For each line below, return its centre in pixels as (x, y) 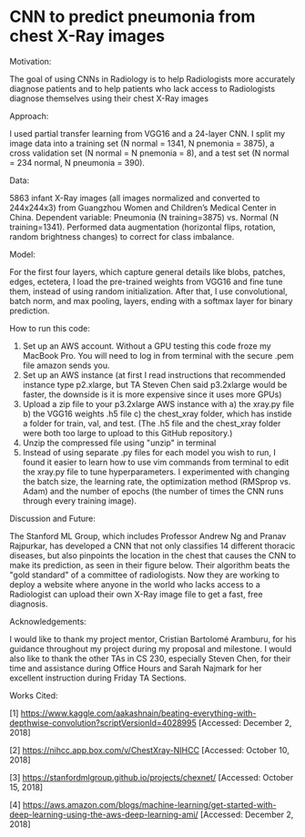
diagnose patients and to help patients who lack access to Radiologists (142, 88)
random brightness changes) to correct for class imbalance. (122, 236)
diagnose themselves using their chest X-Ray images (109, 98)
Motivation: (30, 61)
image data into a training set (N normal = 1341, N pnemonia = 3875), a (142, 143)
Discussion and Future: (52, 518)
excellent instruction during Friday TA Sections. (98, 678)
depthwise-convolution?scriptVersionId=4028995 (103, 722)
